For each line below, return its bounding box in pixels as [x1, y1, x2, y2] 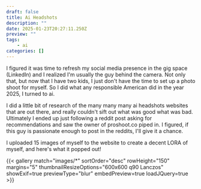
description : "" [6, 20, 47, 26]
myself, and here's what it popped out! [6, 145, 101, 152]
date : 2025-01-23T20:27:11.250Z [6, 25, 87, 32]
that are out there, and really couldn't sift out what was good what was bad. [6, 108, 193, 115]
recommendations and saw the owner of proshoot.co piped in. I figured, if [6, 121, 189, 128]
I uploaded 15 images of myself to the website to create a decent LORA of [6, 139, 188, 146]
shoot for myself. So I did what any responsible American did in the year [6, 84, 184, 91]
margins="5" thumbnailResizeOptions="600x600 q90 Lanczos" [6, 163, 164, 170]
